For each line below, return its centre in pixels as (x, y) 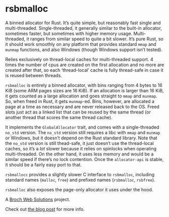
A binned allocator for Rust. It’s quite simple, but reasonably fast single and (83, 23)
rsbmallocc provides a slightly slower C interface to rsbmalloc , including (80, 174)
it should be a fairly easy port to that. (44, 165)
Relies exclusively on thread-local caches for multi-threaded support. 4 (79, 59)
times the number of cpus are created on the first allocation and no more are (85, 65)
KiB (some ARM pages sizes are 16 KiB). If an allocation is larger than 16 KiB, (84, 90)
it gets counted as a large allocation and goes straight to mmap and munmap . (81, 96)
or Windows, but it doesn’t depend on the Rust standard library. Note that (81, 138)
